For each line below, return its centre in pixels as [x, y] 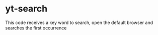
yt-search [26, 9]
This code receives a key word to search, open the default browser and [79, 22]
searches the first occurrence [36, 27]
